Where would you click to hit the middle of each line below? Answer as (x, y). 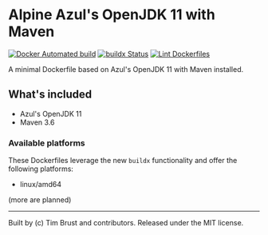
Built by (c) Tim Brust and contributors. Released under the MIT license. (126, 223)
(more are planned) (40, 200)
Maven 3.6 (37, 122)
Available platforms (47, 143)
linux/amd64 (41, 185)
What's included (50, 95)
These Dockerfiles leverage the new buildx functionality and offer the (123, 161)
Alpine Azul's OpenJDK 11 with (112, 15)
